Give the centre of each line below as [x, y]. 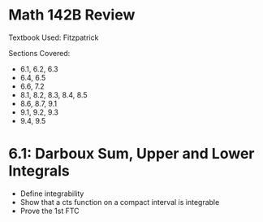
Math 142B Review [72, 15]
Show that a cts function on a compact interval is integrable [120, 202]
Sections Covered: [39, 53]
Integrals [39, 171]
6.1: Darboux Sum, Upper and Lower [131, 154]
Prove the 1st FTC [50, 211]
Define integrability [52, 194]
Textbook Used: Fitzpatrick [54, 37]
